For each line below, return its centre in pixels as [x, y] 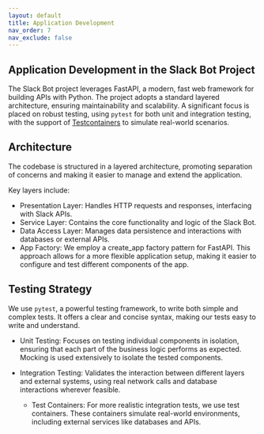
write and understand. [44, 325]
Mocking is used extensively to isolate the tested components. [121, 357]
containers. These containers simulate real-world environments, [136, 413]
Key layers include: [39, 190]
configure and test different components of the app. [104, 264]
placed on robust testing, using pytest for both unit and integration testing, [130, 114]
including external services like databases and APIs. [116, 421]
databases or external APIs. [64, 239]
